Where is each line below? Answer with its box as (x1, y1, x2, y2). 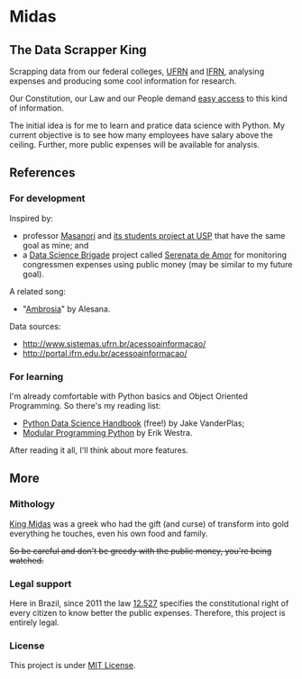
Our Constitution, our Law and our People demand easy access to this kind (9, 93, 288, 104)
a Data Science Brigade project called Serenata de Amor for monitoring (22, 249, 287, 260)
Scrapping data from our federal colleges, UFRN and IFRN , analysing (9, 66, 264, 77)
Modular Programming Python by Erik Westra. (22, 427, 193, 438)
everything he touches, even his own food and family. (9, 528, 209, 539)
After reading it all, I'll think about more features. (9, 444, 189, 456)
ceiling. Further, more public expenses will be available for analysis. (9, 140, 260, 149)
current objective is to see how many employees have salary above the (9, 130, 273, 140)
